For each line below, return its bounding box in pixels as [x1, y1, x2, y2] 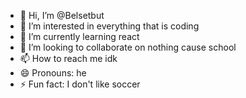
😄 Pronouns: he [19, 67, 87, 79]
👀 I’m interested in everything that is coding [19, 20, 200, 32]
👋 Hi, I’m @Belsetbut [19, 10, 105, 21]
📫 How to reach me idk [19, 53, 118, 64]
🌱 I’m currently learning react [19, 31, 140, 42]
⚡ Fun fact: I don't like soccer [19, 78, 141, 90]
